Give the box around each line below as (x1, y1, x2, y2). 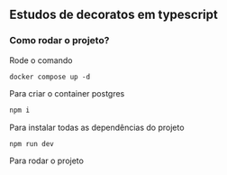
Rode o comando (9, 54, 73, 66)
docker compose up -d (9, 72, 91, 81)
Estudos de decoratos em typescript (9, 7, 218, 23)
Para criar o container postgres (9, 87, 125, 98)
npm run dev (9, 139, 54, 148)
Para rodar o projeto (9, 155, 84, 166)
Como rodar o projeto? (9, 34, 110, 47)
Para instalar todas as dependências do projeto (9, 122, 185, 133)
